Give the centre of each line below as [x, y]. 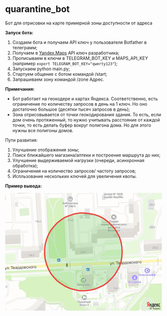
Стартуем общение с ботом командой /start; [60, 74]
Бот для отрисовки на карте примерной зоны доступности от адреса [79, 23]
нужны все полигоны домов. [43, 130]
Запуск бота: [19, 32]
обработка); [25, 165]
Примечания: [20, 89]
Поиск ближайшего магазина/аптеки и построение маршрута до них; [86, 155]
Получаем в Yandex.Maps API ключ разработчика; [66, 53]
